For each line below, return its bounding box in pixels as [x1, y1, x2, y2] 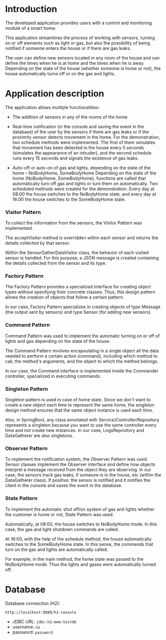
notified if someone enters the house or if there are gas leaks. [5, 45, 131, 51]
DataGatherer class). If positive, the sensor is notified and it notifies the [5, 477, 151, 483]
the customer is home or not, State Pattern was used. [5, 511, 114, 517]
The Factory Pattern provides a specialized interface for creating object [5, 284, 151, 290]
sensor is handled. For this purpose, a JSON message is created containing [5, 255, 160, 261]
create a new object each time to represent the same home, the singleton [5, 402, 155, 408]
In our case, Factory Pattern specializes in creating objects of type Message [5, 304, 161, 310]
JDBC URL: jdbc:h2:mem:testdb [12, 618, 77, 625]
